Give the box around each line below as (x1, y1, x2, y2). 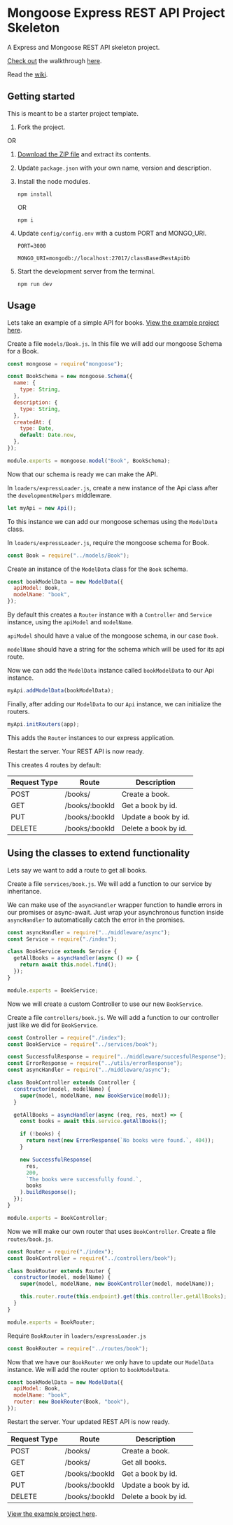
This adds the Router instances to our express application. (7, 733, 175, 741)
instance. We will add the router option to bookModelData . (7, 1365, 170, 1373)
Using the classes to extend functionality (7, 847, 190, 859)
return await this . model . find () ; (20, 961, 118, 969)
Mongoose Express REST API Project (7, 5, 225, 21)
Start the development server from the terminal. (17, 267, 155, 275)
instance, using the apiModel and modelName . (7, 618, 134, 626)
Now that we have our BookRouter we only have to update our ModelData (7, 1357, 214, 1366)
